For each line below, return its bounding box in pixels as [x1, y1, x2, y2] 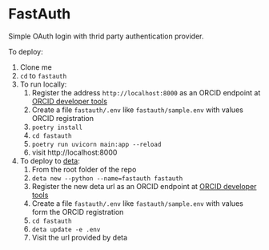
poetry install [31, 123, 82, 131]
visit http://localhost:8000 [31, 147, 118, 157]
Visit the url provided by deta [31, 232, 128, 242]
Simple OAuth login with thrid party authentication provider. [8, 31, 204, 41]
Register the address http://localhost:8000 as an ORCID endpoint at [31, 87, 261, 97]
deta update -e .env [31, 225, 101, 233]
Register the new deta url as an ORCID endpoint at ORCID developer [31, 181, 257, 191]
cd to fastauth [19, 71, 67, 80]
